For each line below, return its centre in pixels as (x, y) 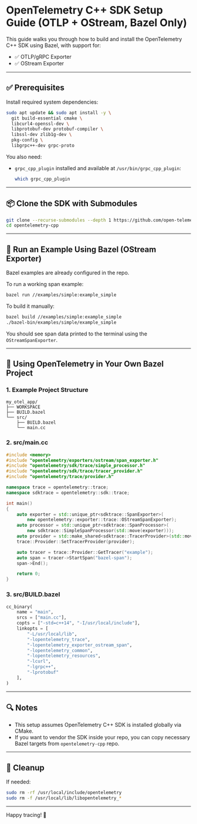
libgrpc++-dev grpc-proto (43, 145)
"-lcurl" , (39, 662)
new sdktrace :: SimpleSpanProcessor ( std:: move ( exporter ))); (101, 531)
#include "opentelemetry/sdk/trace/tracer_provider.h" (74, 471)
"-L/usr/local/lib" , (52, 634)
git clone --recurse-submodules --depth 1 (59, 220)
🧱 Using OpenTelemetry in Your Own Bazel (85, 364)
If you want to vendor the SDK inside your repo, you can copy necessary (102, 737)
